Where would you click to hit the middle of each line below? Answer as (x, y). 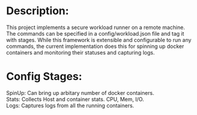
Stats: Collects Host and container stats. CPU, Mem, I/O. (75, 99)
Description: (38, 11)
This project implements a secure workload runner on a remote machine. (96, 27)
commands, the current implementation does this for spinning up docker (95, 46)
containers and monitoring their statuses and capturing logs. (81, 52)
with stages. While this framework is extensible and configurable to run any (99, 40)
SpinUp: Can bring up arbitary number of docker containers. (80, 92)
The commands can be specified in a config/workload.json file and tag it (95, 33)
